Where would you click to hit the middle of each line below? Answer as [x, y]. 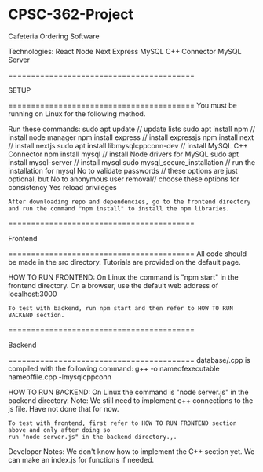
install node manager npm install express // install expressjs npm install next [131, 137]
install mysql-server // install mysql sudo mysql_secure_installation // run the [132, 162]
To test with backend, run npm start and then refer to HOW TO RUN [121, 308]
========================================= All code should [128, 254]
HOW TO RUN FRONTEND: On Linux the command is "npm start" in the [123, 277]
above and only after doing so [59, 430]
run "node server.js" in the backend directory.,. [93, 437]
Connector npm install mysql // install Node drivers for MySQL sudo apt [124, 154]
